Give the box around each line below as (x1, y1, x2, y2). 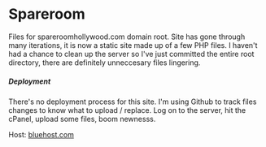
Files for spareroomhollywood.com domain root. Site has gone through (8, 32, 246, 41)
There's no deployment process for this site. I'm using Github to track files (8, 97, 257, 106)
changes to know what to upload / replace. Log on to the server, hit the (8, 105, 246, 115)
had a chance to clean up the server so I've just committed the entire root (8, 49, 255, 58)
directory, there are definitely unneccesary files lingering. (8, 58, 201, 67)
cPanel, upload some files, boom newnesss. (8, 114, 156, 123)
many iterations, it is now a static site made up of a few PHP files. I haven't (8, 40, 258, 50)
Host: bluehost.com (8, 129, 75, 139)
